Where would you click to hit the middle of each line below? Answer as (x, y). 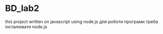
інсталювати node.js (26, 26)
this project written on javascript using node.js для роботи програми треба (81, 22)
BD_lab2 (22, 8)
